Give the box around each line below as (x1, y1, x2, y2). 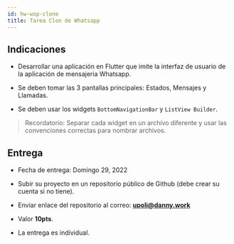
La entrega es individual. (17, 228, 90, 237)
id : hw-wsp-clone (7, 10, 59, 18)
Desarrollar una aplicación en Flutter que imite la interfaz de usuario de (17, 62, 226, 71)
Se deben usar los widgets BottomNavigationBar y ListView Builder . (17, 105, 218, 114)
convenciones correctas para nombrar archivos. (24, 126, 166, 135)
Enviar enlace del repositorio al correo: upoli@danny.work (17, 201, 191, 210)
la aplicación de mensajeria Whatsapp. (17, 70, 132, 78)
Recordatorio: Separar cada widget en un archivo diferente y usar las (24, 119, 228, 127)
